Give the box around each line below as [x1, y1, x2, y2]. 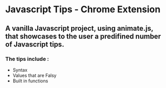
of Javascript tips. [5, 40, 65, 49]
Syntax [12, 67, 28, 73]
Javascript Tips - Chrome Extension [5, 4, 161, 15]
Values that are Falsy [12, 72, 57, 78]
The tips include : [5, 55, 49, 62]
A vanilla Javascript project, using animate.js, [5, 24, 154, 33]
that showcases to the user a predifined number [5, 32, 161, 40]
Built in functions [12, 78, 48, 84]
